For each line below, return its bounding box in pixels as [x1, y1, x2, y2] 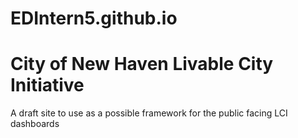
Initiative [10, 74, 85, 97]
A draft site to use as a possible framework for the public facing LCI [10, 107, 288, 119]
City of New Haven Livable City [10, 53, 274, 76]
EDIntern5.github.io [10, 7, 178, 30]
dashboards [10, 118, 60, 130]
